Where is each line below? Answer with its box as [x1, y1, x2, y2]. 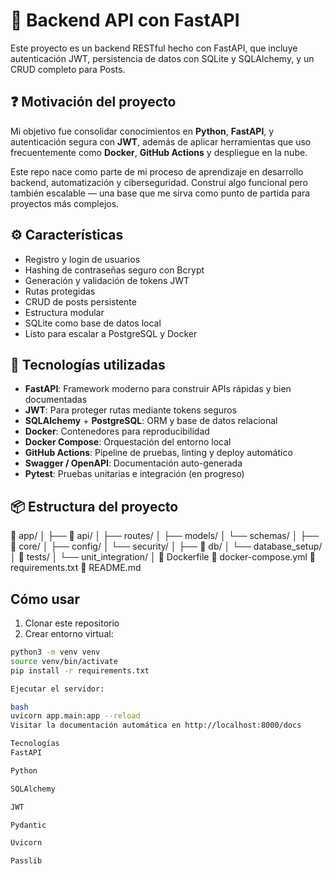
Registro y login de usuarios [24, 253, 140, 265]
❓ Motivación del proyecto [10, 94, 177, 111]
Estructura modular [24, 306, 105, 318]
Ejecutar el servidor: [10, 684, 105, 694]
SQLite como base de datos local [24, 317, 162, 329]
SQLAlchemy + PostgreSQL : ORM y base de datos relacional [24, 415, 278, 427]
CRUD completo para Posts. [10, 63, 126, 75]
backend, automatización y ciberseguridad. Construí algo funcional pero [10, 176, 309, 188]
